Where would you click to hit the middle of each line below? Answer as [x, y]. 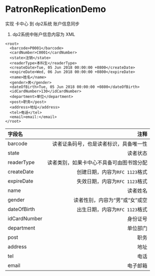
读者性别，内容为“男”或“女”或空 [110, 200]
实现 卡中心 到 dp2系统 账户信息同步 [42, 23]
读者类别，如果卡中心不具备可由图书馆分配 [97, 162]
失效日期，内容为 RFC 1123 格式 [112, 181]
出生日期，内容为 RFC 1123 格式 [112, 209]
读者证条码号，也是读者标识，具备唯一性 [100, 143]
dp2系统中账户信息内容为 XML [44, 34]
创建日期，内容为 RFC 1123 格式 [112, 172]
